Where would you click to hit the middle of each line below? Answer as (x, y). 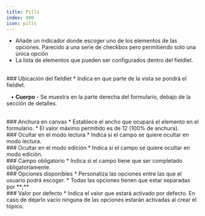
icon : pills (21, 23)
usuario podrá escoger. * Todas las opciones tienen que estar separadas (98, 181)
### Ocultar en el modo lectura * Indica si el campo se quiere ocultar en (98, 135)
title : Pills (23, 12)
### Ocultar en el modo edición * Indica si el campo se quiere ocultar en (98, 148)
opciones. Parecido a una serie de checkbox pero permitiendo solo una (106, 47)
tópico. (15, 206)
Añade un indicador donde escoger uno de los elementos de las (96, 41)
